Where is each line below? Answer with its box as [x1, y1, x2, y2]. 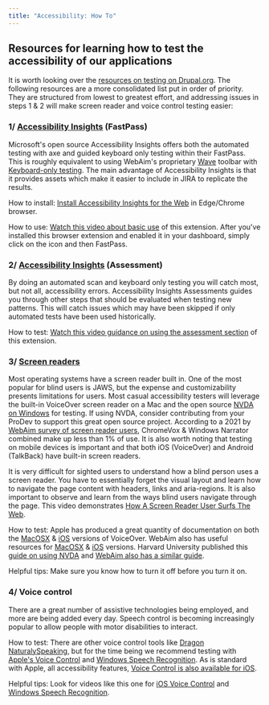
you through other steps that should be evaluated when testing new [8, 295, 232, 304]
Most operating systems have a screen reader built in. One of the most [8, 374, 243, 384]
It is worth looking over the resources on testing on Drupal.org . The [8, 76, 231, 85]
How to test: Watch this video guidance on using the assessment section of [8, 328, 258, 337]
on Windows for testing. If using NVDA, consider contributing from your [8, 408, 245, 418]
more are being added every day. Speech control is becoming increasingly [8, 613, 255, 623]
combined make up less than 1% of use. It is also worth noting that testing [8, 434, 253, 443]
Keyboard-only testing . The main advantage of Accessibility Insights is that [8, 165, 257, 175]
